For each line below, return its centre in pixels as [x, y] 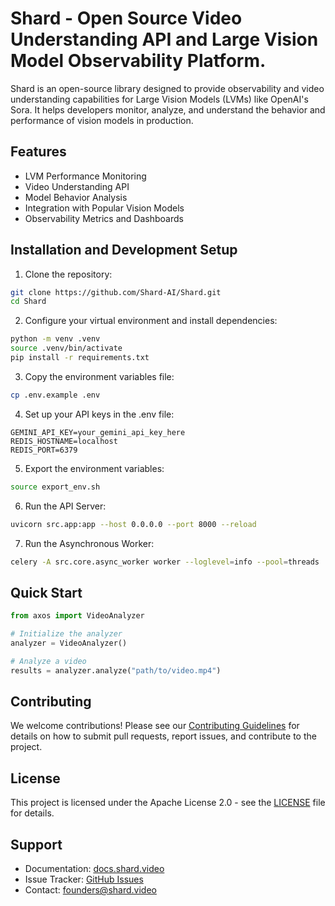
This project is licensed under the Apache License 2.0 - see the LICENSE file [168, 803]
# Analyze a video [48, 661]
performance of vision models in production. [102, 120]
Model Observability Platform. [138, 61]
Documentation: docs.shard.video [94, 869]
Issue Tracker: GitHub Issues [84, 879]
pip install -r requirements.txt [80, 358]
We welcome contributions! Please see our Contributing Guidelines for [155, 726]
